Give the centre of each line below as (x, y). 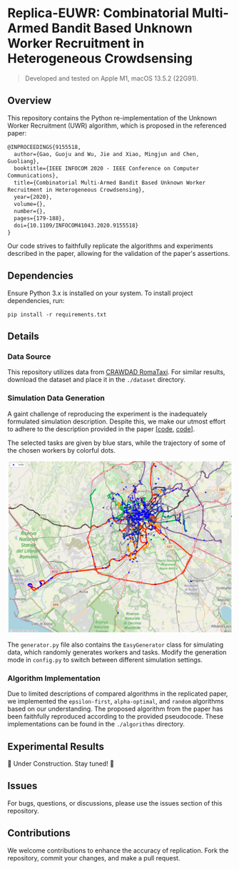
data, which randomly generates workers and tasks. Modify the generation (117, 652)
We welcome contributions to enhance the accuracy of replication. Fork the (118, 850)
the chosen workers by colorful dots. (61, 450)
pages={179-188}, (40, 218)
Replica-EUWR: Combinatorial (98, 13)
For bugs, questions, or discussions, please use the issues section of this (115, 803)
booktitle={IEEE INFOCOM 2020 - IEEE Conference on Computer (107, 168)
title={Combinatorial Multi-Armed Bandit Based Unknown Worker (110, 182)
